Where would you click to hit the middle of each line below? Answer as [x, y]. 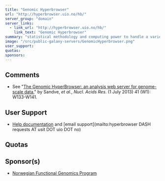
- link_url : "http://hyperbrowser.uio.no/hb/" [58, 28]
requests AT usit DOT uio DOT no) [46, 129]
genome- [147, 87]
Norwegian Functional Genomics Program [55, 173]
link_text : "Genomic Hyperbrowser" [50, 32]
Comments [22, 75]
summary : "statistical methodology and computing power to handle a [77, 37]
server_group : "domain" [29, 19]
